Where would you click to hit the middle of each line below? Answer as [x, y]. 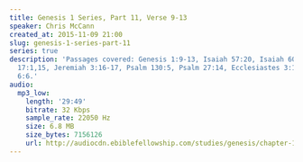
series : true [34, 51]
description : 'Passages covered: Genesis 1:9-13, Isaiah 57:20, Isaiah [147, 59]
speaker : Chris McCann [52, 26]
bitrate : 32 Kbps [58, 110]
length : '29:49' [56, 101]
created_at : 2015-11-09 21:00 [66, 34]
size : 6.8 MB [50, 127]
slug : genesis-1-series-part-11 [70, 43]
